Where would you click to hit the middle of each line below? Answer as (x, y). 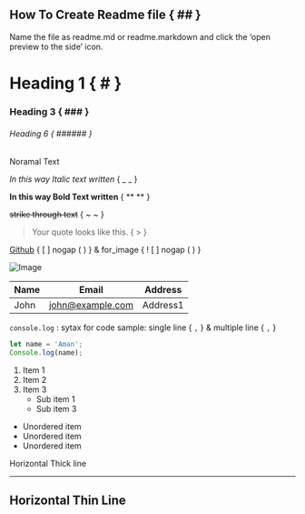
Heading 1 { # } (66, 83)
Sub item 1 (55, 398)
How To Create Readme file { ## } (105, 15)
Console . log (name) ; (46, 353)
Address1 (163, 306)
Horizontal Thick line (48, 463)
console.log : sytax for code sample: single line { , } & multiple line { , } (143, 328)
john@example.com (91, 306)
